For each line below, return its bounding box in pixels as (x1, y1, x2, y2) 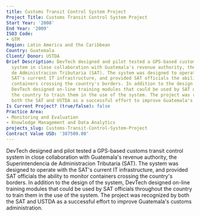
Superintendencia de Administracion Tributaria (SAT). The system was (6, 159, 179, 167)
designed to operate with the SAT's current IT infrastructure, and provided (6, 166, 189, 173)
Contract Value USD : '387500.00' (6, 131, 89, 137)
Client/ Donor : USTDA (6, 53, 60, 59)
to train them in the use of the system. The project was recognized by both (6, 192, 189, 199)
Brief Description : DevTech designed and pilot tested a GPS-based (6, 58, 177, 64)
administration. (6, 204, 43, 211)
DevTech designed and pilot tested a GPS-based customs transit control (6, 147, 183, 154)
